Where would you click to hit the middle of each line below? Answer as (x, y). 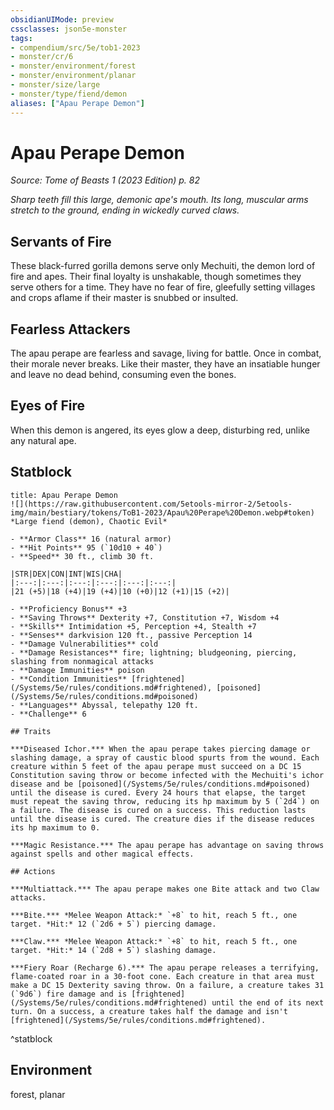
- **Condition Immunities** (69, 679)
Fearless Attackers (70, 329)
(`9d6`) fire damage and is (69, 994)
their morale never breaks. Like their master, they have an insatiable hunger (165, 364)
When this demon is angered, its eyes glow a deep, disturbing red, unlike (160, 430)
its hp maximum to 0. (55, 827)
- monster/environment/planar (73, 76)
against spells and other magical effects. (102, 854)
